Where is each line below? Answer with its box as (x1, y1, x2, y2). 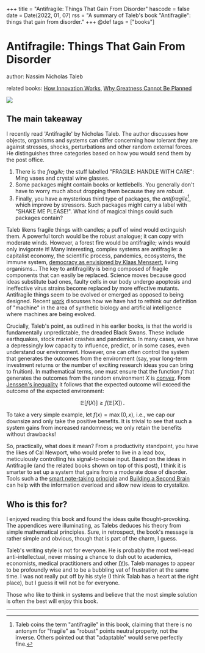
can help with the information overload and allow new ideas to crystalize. (6, 481, 190, 489)
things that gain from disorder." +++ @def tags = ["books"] (6, 18, 155, 25)
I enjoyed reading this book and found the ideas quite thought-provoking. (6, 515, 190, 523)
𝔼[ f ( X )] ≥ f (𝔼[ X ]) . (80, 399, 125, 407)
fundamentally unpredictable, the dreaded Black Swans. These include (6, 329, 184, 336)
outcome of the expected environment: (6, 388, 105, 395)
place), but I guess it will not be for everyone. (6, 579, 120, 586)
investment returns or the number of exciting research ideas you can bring (6, 361, 193, 369)
